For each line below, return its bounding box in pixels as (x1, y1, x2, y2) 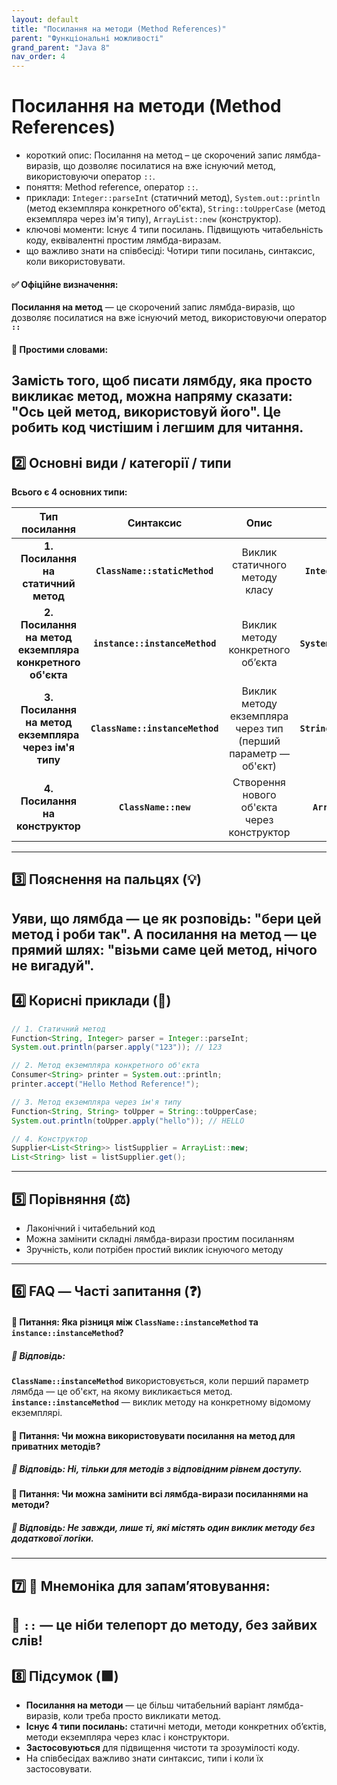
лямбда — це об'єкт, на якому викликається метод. (11, 1385, 233, 1397)
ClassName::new (118, 802, 191, 813)
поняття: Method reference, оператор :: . (25, 181, 199, 193)
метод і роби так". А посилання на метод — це (11, 926, 318, 943)
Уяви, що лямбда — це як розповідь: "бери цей (11, 910, 322, 927)
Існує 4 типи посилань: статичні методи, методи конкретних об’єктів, (25, 1721, 327, 1733)
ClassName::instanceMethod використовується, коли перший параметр (11, 1374, 309, 1386)
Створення (232, 776, 286, 790)
